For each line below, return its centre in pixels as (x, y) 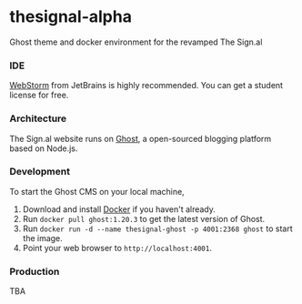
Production (35, 271)
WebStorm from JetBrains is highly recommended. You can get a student (146, 86)
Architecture (38, 118)
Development (40, 172)
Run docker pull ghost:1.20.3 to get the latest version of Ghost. (144, 218)
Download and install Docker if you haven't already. (119, 209)
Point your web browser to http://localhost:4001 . (117, 248)
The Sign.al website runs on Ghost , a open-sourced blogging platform (141, 138)
